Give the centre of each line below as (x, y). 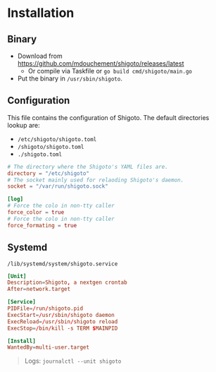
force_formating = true (42, 225)
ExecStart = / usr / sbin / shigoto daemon (61, 315)
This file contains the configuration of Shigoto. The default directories (108, 117)
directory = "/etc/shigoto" (49, 173)
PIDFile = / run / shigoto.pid (45, 308)
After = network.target (39, 289)
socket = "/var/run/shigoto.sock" (58, 186)
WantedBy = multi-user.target (49, 347)
